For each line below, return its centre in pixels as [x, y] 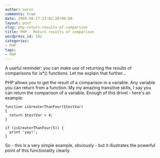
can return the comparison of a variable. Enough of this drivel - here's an [78, 93]
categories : [17, 41]
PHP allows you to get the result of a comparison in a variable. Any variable [80, 83]
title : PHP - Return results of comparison [50, 32]
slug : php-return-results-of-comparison [47, 28]
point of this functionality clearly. [38, 151]
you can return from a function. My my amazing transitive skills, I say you [78, 88]
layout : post [18, 23]
